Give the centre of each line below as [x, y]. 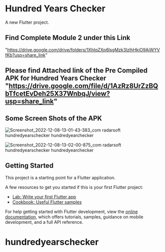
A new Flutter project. [27, 22]
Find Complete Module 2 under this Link [68, 38]
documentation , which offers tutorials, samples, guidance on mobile [74, 217]
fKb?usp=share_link [25, 55]
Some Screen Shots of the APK [54, 118]
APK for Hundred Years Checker [56, 78]
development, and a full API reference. [44, 222]
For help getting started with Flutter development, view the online [72, 211]
